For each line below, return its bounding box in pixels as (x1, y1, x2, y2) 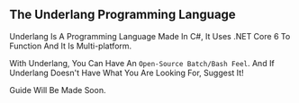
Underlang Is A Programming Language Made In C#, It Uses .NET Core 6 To (9, 30, 291, 41)
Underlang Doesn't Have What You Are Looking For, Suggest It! (9, 67, 245, 78)
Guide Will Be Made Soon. (9, 84, 106, 95)
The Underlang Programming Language (9, 7, 236, 22)
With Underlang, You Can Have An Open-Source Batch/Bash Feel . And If (9, 57, 275, 68)
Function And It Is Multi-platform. (9, 40, 132, 51)
